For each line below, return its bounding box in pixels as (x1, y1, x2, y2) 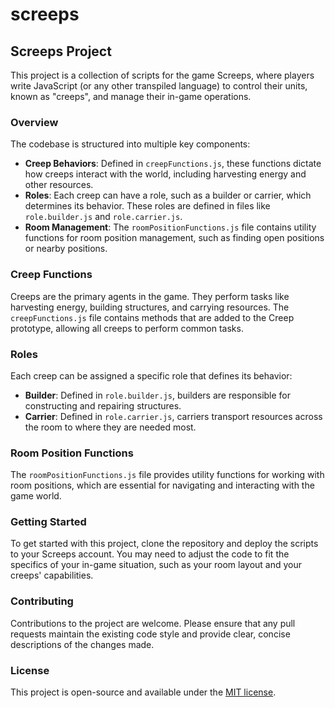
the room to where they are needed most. (24, 421, 197, 433)
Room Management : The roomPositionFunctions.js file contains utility (24, 221, 317, 233)
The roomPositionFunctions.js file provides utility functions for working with (10, 469, 325, 481)
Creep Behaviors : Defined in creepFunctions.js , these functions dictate (24, 158, 322, 170)
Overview (10, 115, 59, 129)
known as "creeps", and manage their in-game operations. (10, 91, 252, 102)
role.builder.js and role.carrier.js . (24, 211, 183, 223)
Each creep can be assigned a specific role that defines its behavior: (10, 369, 293, 382)
